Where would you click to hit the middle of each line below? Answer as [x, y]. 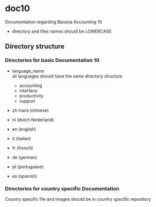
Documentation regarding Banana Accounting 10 [54, 22]
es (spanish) [25, 176]
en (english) [24, 129]
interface [28, 91]
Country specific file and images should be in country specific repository [78, 199]
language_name [28, 71]
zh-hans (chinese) [30, 110]
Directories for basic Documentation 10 [52, 60]
